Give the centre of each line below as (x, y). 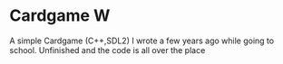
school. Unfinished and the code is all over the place (107, 50)
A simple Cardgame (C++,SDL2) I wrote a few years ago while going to (142, 41)
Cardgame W (60, 16)
